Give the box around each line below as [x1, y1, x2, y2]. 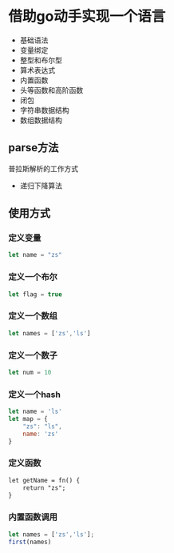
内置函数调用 [8, 511, 58, 523]
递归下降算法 [19, 181, 62, 190]
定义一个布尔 [8, 271, 58, 283]
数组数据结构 [19, 115, 62, 125]
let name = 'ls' [8, 407, 62, 416]
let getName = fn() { [8, 476, 81, 484]
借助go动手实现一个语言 [8, 7, 166, 26]
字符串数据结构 [19, 105, 69, 114]
